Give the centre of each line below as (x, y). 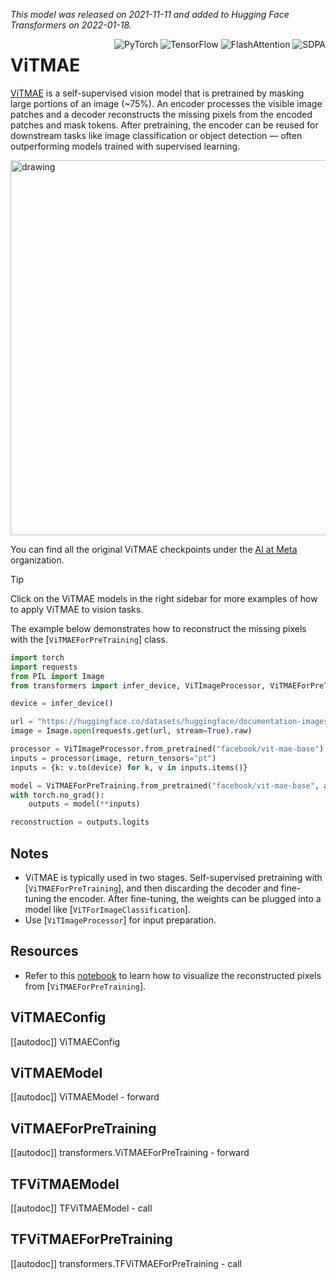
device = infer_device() (62, 704)
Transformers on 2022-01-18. (71, 25)
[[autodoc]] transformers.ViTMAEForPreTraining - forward (130, 1153)
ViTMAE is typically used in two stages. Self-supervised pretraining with (173, 877)
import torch (37, 657)
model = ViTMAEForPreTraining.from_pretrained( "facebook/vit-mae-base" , (165, 785)
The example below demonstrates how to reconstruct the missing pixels (158, 628)
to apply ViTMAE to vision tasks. (77, 609)
